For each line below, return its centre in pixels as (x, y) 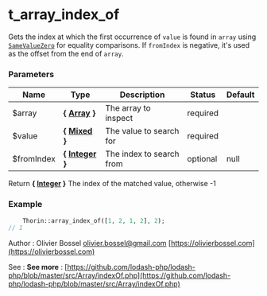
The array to (128, 108)
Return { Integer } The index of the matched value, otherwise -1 (112, 184)
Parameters (31, 74)
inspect (119, 119)
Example (25, 204)
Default (240, 95)
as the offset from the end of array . (66, 53)
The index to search (142, 154)
